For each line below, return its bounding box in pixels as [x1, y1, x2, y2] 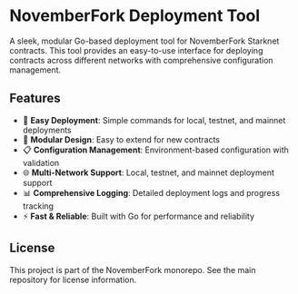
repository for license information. [9, 274, 137, 285]
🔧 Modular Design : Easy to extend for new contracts [22, 133, 221, 145]
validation [22, 157, 60, 168]
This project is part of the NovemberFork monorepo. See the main [9, 264, 256, 275]
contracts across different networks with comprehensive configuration [9, 54, 274, 65]
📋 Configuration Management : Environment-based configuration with [22, 144, 289, 155]
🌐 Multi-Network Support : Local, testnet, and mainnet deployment [22, 167, 275, 178]
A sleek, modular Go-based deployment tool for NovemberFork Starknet [9, 35, 280, 46]
